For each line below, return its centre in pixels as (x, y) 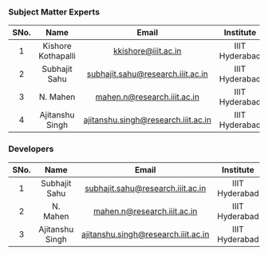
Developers (31, 149)
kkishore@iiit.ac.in (147, 51)
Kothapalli (57, 56)
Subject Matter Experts (54, 12)
